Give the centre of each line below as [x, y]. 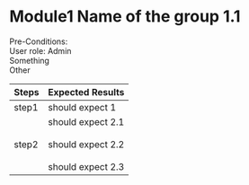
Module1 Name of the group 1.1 [125, 17]
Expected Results [86, 92]
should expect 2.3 [86, 166]
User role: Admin [40, 50]
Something [29, 60]
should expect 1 [82, 107]
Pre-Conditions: [39, 41]
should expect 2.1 [86, 121]
